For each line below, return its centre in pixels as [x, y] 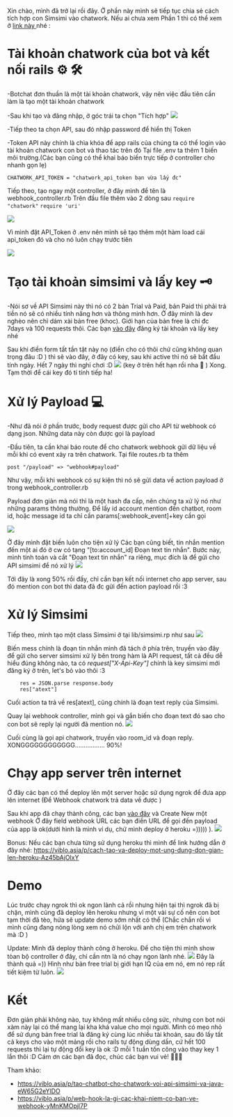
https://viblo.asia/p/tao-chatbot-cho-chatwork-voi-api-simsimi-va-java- [120, 1084]
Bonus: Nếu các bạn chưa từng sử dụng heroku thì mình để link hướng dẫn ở [116, 842]
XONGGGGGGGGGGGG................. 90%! [65, 745]
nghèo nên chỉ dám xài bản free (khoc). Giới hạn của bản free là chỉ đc [108, 321]
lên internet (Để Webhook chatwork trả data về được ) [85, 800]
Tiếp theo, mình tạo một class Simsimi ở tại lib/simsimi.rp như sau [101, 635]
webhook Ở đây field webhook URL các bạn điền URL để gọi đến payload [112, 821]
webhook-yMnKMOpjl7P [53, 1106]
